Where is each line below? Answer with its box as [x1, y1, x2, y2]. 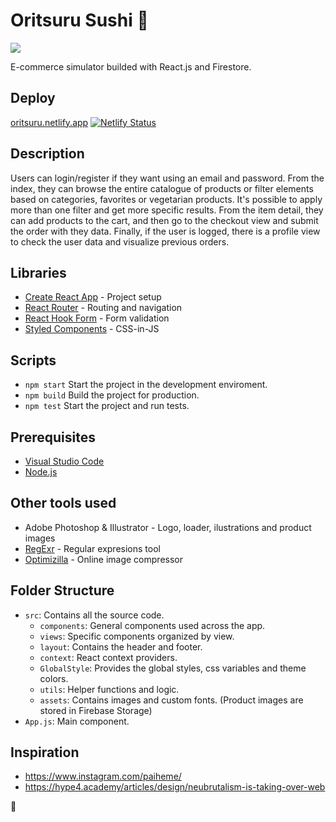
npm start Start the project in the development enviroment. [24, 379, 268, 391]
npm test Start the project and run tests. [24, 400, 190, 412]
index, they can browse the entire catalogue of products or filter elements [10, 182, 314, 194]
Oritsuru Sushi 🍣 [10, 9, 149, 32]
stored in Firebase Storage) [39, 704, 153, 716]
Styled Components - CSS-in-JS [24, 323, 160, 335]
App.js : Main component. [24, 715, 130, 727]
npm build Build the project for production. [24, 389, 200, 401]
